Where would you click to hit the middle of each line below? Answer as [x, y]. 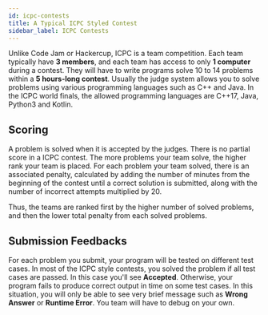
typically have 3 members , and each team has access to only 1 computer [130, 62]
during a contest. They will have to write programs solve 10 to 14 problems [131, 71]
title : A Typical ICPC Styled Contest [73, 23]
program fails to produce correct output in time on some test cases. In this [131, 286]
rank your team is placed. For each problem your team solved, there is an [129, 166]
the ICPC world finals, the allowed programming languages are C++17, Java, [133, 96]
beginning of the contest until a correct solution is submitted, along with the [133, 183]
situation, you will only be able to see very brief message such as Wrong [128, 294]
